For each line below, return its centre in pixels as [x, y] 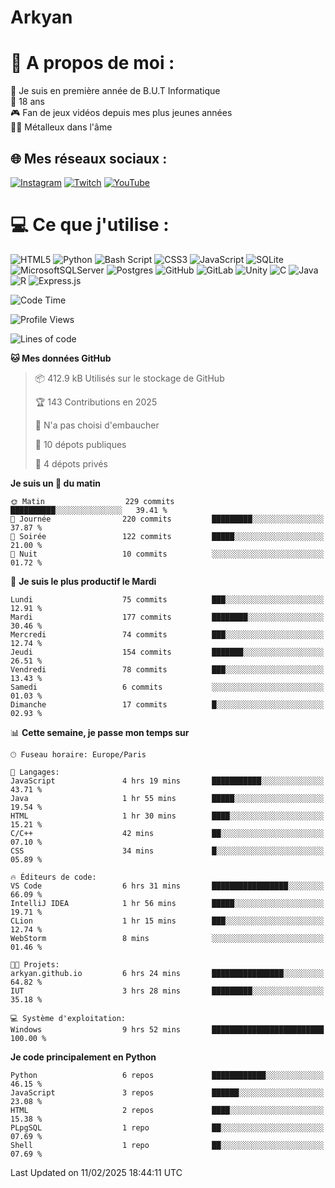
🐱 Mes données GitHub [61, 358]
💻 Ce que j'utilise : [90, 225]
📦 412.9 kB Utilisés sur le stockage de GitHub [129, 378]
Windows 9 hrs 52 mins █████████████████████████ [167, 1029]
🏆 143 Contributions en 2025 [96, 402]
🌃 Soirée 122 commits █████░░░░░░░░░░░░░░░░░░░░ [167, 536]
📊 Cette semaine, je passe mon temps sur [100, 732]
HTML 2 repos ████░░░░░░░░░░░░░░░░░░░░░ [167, 1110]
